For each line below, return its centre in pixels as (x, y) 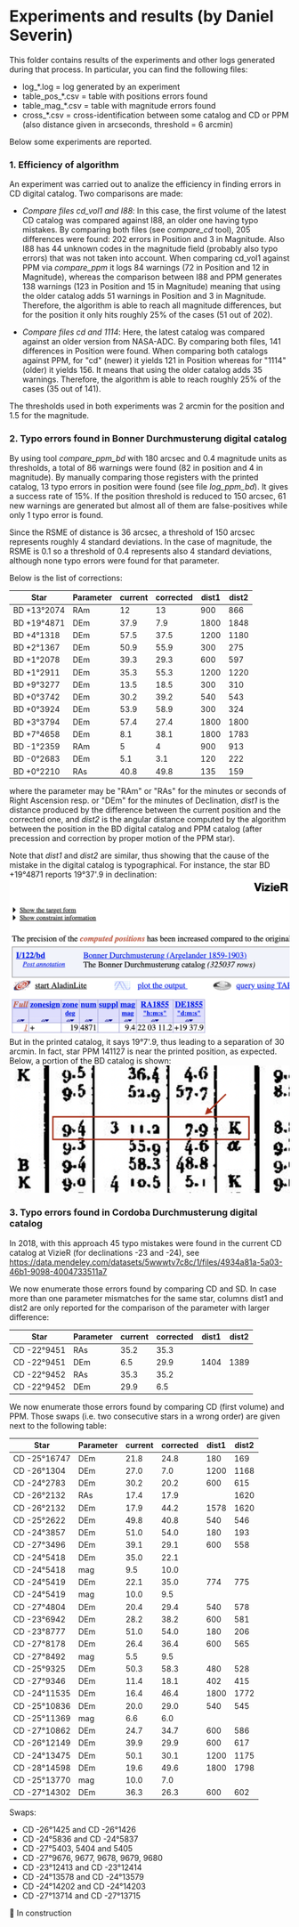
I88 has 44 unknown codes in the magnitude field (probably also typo (150, 249)
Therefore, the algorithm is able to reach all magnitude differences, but (152, 305)
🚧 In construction (40, 1913)
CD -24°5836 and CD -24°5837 (80, 1839)
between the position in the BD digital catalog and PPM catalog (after (136, 829)
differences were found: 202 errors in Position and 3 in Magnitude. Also (153, 239)
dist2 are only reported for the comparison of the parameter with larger (139, 1308)
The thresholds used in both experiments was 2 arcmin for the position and (147, 406)
